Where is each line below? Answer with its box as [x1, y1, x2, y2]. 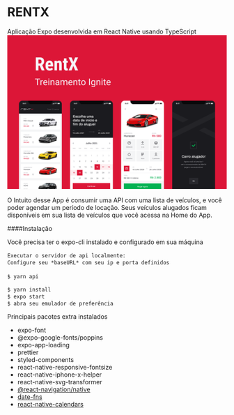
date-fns [17, 393, 43, 401]
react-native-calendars [17, 400, 84, 409]
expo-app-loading [17, 341, 70, 349]
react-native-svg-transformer [17, 378, 102, 386]
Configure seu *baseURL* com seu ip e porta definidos [7, 259, 170, 266]
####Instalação [7, 225, 53, 233]
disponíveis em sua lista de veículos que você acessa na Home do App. [7, 211, 212, 220]
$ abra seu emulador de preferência [7, 301, 114, 308]
